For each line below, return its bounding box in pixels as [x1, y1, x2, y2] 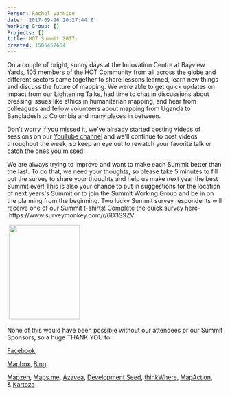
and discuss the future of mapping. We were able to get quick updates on [7, 83, 215, 91]
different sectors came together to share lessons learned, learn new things [7, 75, 218, 83]
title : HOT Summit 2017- [7, 36, 78, 43]
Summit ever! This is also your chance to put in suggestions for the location [7, 182, 221, 190]
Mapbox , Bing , [7, 360, 48, 368]
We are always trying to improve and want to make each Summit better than [7, 160, 222, 168]
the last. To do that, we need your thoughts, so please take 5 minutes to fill [7, 167, 218, 176]
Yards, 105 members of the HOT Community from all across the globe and [7, 68, 216, 76]
